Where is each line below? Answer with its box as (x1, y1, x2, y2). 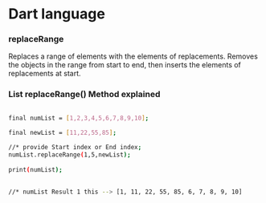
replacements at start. (8, 69, 82, 79)
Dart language (8, 5, 106, 23)
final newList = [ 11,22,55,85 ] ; (8, 128, 117, 136)
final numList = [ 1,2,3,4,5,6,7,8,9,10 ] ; (8, 114, 149, 122)
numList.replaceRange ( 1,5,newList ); (8, 151, 131, 159)
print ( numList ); (8, 166, 63, 174)
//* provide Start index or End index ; (8, 144, 142, 152)
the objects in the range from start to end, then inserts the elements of (8, 60, 241, 70)
